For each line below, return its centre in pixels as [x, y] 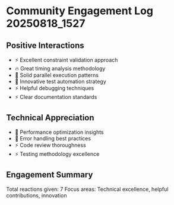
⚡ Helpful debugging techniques [54, 88]
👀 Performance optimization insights [59, 132]
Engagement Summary [50, 175]
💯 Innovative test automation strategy [61, 81]
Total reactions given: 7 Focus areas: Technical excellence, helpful [87, 189]
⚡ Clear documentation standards [56, 97]
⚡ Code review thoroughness [50, 145]
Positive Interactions [45, 45]
